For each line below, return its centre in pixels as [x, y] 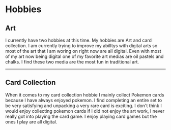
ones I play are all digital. [31, 122]
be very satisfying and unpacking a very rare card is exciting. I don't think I [83, 106]
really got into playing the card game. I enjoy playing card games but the [81, 116]
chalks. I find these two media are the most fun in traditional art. [72, 62]
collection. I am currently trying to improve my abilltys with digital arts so [81, 46]
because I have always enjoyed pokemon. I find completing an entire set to [84, 100]
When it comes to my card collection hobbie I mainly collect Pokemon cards [85, 94]
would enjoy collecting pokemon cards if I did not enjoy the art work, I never [85, 111]
